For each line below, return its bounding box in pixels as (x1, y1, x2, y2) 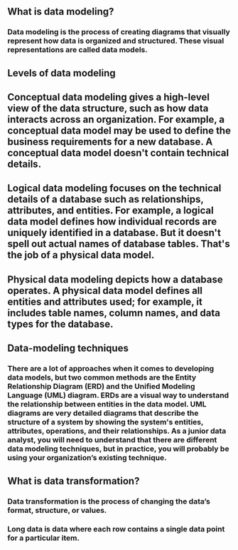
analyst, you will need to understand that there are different (7, 435, 217, 445)
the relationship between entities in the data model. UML (7, 399, 207, 409)
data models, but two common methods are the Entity (7, 372, 197, 382)
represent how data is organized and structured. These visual (7, 36, 225, 46)
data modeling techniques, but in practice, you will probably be (7, 444, 229, 454)
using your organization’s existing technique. (7, 453, 167, 463)
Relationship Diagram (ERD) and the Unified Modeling (7, 382, 195, 392)
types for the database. (7, 317, 114, 330)
